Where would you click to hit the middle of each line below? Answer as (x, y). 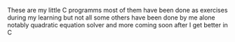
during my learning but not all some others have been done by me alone (111, 17)
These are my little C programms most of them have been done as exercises (117, 10)
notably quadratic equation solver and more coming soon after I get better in (117, 25)
